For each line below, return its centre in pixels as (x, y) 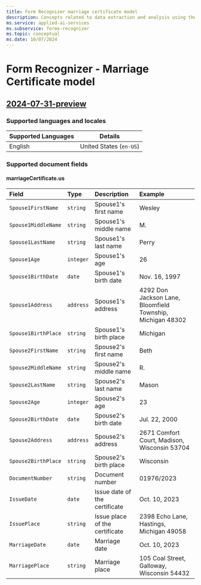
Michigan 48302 (163, 320)
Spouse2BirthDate (34, 419)
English (19, 146)
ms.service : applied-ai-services (48, 23)
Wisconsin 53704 (165, 448)
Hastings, (153, 524)
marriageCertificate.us (35, 178)
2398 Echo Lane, (163, 516)
